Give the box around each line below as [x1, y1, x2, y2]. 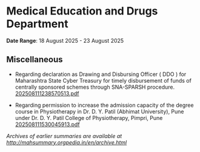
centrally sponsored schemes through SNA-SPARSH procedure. [15, 83, 175, 90]
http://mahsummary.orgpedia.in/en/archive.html [6, 139, 127, 146]
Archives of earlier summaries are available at [6, 132, 122, 139]
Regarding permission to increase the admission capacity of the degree [15, 101, 194, 109]
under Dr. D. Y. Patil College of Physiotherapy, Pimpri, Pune [15, 114, 163, 121]
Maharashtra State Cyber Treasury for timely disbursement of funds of [15, 77, 192, 84]
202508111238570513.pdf [15, 89, 79, 97]
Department [6, 17, 68, 31]
